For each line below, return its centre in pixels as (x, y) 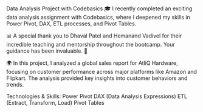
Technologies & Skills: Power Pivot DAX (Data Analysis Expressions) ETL (97, 96)
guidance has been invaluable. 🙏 (47, 51)
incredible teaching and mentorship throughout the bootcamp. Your (91, 44)
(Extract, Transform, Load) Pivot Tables (55, 103)
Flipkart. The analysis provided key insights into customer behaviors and (97, 78)
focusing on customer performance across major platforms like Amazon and (102, 72)
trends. (15, 84)
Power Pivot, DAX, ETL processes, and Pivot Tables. (71, 24)
